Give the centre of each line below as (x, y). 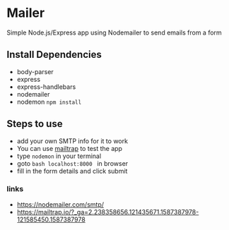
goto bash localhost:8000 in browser (72, 163)
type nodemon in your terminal (59, 156)
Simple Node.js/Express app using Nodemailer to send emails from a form (114, 32)
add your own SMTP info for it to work (72, 141)
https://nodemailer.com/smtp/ (60, 204)
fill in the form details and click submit (72, 171)
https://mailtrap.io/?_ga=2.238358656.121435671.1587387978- (108, 212)
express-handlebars (46, 87)
